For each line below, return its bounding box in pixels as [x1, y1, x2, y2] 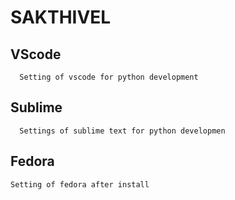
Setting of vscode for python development [19, 72, 199, 82]
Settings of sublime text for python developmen [19, 126, 226, 136]
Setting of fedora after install [10, 179, 150, 190]
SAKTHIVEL [10, 6, 112, 29]
